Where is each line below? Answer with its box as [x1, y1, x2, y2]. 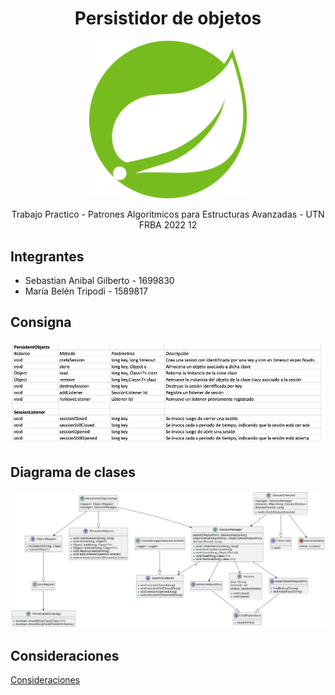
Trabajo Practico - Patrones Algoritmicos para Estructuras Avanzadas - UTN [11, 208, 325, 221]
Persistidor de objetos [74, 7, 262, 30]
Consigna [10, 314, 72, 331]
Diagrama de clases [10, 463, 137, 481]
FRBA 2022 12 [138, 219, 198, 231]
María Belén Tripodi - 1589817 [24, 285, 148, 297]
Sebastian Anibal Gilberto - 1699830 [24, 274, 175, 286]
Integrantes [10, 248, 85, 265]
